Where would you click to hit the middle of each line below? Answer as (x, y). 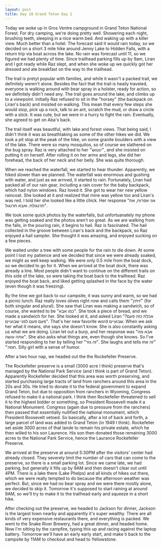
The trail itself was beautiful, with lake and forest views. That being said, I (78, 129)
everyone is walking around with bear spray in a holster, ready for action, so (81, 89)
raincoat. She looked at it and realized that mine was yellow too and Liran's (80, 195)
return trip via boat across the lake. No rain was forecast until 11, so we (75, 53)
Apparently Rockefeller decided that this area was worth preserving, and (77, 376)
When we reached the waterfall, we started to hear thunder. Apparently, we (80, 169)
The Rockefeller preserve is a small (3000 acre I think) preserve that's (75, 366)
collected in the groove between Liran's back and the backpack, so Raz (76, 230)
